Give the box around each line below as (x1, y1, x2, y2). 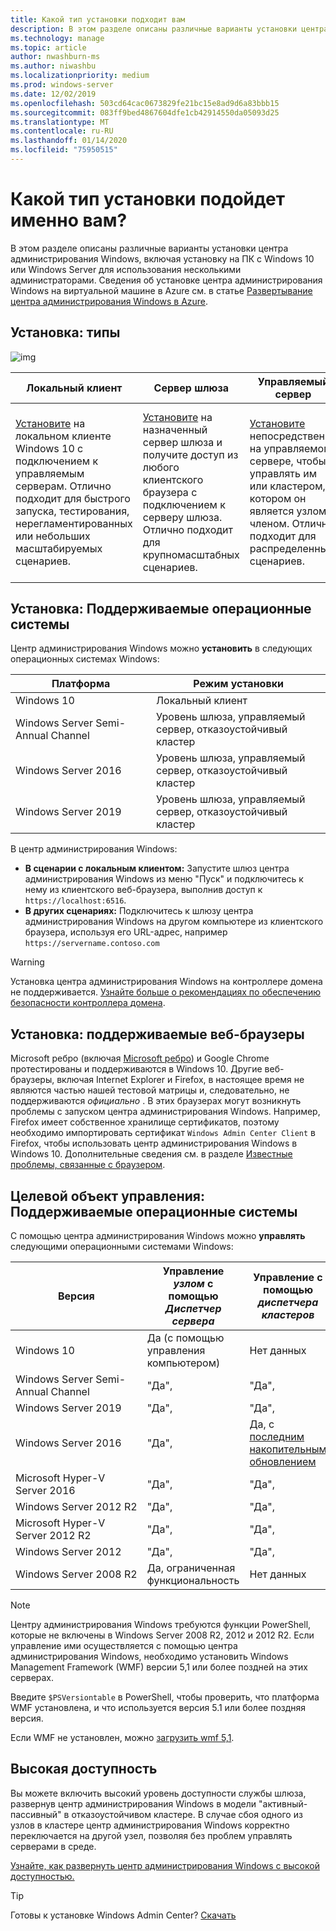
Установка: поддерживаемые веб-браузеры (10, 1026, 305, 1043)
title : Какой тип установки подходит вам (10, 14, 186, 25)
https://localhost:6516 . (24, 894, 127, 906)
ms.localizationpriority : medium (10, 71, 150, 81)
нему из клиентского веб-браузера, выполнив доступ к (24, 884, 263, 896)
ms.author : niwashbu (10, 61, 97, 71)
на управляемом (249, 441, 332, 455)
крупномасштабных (142, 547, 240, 561)
